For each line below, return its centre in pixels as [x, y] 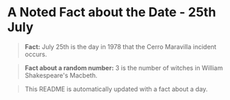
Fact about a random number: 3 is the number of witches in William [123, 68]
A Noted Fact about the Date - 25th [112, 12]
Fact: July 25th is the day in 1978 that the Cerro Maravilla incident [121, 46]
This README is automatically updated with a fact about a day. [116, 89]
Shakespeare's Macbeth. [61, 75]
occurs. [36, 54]
